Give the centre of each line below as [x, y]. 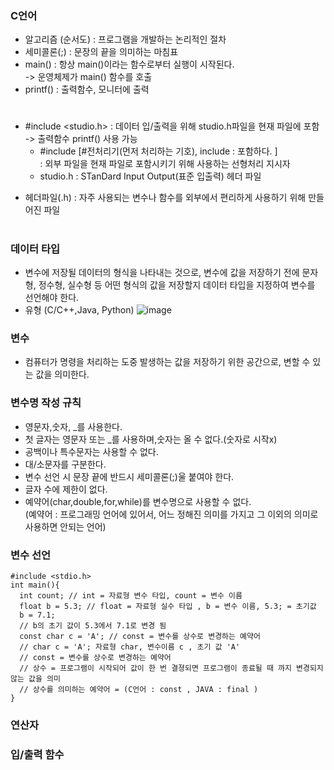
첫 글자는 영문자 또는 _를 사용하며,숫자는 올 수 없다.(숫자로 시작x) [151, 439]
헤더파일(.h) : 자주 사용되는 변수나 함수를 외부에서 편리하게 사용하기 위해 [165, 198]
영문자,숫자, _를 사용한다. [73, 426]
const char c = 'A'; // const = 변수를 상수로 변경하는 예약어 [140, 636]
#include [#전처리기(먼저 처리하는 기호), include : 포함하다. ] [158, 151]
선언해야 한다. [52, 298]
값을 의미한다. [62, 374]
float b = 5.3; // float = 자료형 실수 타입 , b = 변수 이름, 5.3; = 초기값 [168, 606]
